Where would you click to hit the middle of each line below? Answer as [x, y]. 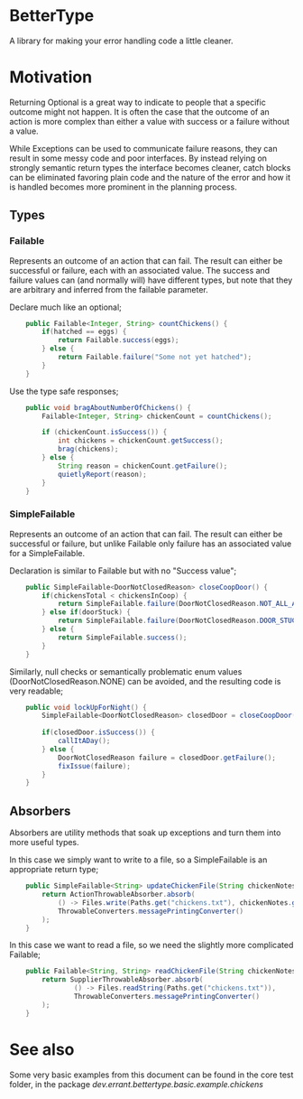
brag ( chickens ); [88, 449]
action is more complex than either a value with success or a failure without [150, 121]
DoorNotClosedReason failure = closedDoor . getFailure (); [167, 758]
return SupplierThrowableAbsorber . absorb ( [123, 980]
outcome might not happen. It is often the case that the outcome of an [140, 112]
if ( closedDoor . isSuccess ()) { [98, 732]
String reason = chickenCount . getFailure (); [142, 466]
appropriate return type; [54, 870]
